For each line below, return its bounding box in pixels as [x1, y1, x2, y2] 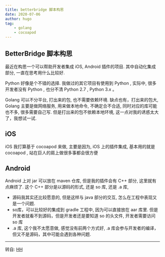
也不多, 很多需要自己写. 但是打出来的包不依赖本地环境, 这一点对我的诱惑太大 [5, 109, 159, 115]
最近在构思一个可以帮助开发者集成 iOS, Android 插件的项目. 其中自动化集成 [5, 64, 156, 69]
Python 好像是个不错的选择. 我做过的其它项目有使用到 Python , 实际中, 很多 [5, 80, 157, 86]
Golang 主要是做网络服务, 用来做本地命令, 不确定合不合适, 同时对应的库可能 [5, 103, 157, 109]
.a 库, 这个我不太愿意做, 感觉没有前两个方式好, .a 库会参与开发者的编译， [12, 225, 159, 231]
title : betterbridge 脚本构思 [5, 7, 64, 12]
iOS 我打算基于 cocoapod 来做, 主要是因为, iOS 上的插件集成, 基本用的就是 [5, 143, 156, 149]
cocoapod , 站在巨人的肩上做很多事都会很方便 [5, 150, 98, 156]
